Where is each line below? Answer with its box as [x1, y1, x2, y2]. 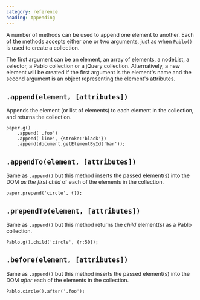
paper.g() [6, 125, 31, 131]
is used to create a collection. [6, 44, 80, 51]
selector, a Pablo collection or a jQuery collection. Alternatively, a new [6, 62, 180, 70]
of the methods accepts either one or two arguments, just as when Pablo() [6, 37, 193, 45]
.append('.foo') [17, 131, 59, 137]
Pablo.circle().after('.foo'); [6, 288, 85, 294]
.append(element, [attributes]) [6, 92, 129, 101]
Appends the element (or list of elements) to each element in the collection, [6, 107, 194, 114]
